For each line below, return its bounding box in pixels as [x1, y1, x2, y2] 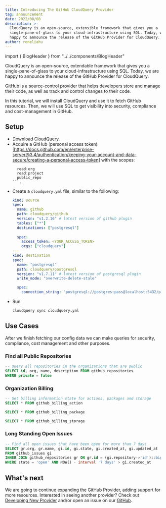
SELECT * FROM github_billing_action [5, 400, 83, 405]
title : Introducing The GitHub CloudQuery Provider [5, 7, 114, 12]
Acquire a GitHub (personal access [12, 141, 84, 147]
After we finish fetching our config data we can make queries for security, [5, 335, 156, 341]
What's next [5, 474, 43, 482]
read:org [17, 167, 35, 171]
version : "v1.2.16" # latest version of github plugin [17, 216, 132, 221]
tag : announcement [5, 12, 43, 17]
